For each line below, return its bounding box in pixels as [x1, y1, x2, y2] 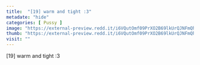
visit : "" [6, 36, 31, 42]
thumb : [6, 31, 23, 37]
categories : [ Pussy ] [6, 19, 62, 25]
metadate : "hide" [6, 14, 49, 20]
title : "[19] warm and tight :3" [6, 8, 92, 15]
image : [6, 25, 23, 31]
